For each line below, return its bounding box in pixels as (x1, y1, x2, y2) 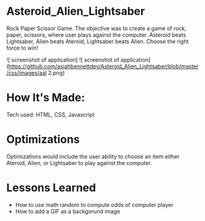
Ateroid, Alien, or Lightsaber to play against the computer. (6, 159, 152, 166)
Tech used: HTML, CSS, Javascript (6, 110, 95, 118)
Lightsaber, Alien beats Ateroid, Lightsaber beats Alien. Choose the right (6, 37, 189, 45)
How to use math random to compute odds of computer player (15, 201, 174, 208)
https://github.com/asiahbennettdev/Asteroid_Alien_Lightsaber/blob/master (8, 63, 199, 70)
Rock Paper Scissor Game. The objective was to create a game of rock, (6, 25, 187, 32)
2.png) (48, 69, 65, 76)
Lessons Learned (6, 181, 96, 195)
